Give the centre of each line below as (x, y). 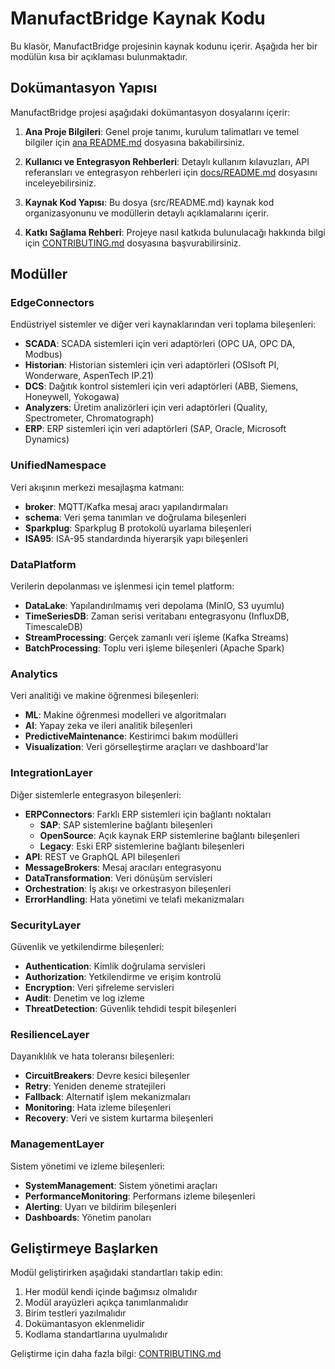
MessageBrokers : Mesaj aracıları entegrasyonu (123, 867)
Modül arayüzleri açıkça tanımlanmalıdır (106, 1303)
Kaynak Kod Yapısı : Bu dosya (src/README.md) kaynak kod (149, 202)
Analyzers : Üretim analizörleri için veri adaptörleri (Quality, (146, 408)
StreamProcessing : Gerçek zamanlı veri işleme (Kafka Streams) (157, 638)
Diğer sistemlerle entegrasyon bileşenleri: (96, 794)
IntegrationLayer (51, 773)
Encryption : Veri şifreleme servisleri (99, 987)
